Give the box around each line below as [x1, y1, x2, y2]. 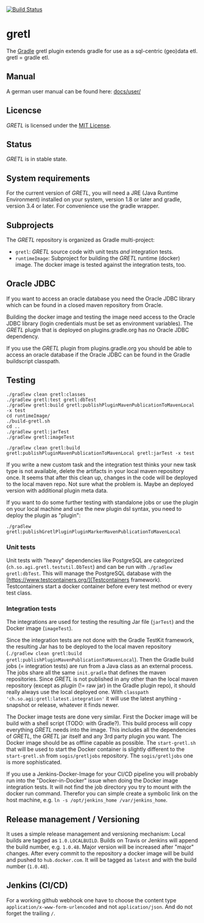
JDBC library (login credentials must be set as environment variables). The [6, 319, 194, 327]
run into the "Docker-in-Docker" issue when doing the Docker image [6, 777, 178, 784]
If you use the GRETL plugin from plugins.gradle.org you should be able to [6, 344, 192, 352]
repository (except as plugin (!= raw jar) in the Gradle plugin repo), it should [6, 682, 196, 689]
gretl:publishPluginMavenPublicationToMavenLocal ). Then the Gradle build [6, 656, 194, 664]
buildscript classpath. [6, 357, 60, 364]
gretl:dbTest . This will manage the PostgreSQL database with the [6, 570, 172, 577]
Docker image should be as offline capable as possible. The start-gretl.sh [6, 739, 196, 747]
